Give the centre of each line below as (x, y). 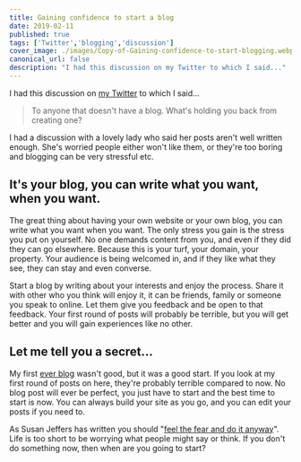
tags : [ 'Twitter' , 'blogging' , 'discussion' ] (92, 43)
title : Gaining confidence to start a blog (92, 17)
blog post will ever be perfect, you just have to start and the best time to (142, 392)
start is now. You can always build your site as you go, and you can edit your (150, 402)
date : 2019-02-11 (42, 26)
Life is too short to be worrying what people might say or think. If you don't (147, 438)
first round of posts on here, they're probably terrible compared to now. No (147, 383)
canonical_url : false (50, 59)
